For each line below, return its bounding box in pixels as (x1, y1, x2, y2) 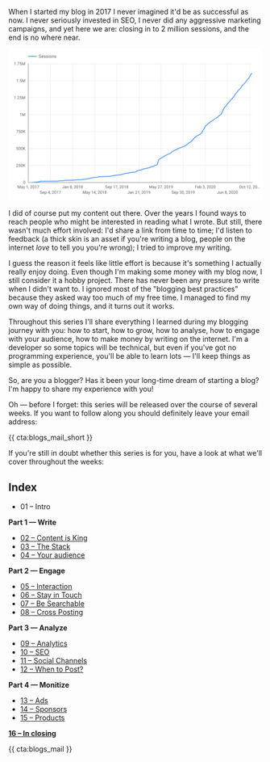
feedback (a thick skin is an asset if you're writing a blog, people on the (8, 234, 246, 244)
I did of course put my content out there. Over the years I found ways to (8, 208, 247, 218)
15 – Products (19, 713, 65, 722)
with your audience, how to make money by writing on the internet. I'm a (8, 335, 249, 344)
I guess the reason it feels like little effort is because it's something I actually (8, 259, 262, 268)
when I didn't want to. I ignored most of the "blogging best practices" (8, 284, 239, 294)
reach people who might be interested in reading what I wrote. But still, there (8, 217, 263, 227)
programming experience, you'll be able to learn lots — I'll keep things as (8, 352, 251, 361)
